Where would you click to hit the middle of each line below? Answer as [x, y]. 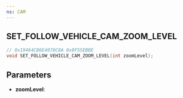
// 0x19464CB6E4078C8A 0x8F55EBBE [50, 50]
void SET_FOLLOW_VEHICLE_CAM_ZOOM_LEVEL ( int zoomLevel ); [80, 56]
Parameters [29, 75]
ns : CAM [16, 12]
